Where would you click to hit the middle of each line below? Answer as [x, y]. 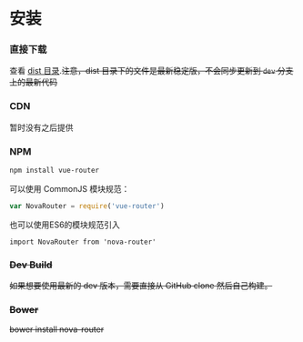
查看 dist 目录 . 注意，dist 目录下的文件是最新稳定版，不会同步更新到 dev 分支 [151, 71]
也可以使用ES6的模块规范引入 [65, 225]
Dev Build [31, 265]
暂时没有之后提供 [41, 127]
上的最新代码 [33, 82]
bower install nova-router [57, 329]
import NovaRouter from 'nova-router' [83, 242]
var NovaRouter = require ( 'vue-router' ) [87, 206]
